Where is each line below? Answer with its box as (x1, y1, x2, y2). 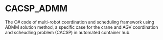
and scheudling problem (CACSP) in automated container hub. (5, 29, 131, 35)
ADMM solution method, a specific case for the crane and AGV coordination (5, 24, 158, 30)
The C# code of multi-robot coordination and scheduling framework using (5, 19, 154, 25)
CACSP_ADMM (5, 3, 68, 14)
